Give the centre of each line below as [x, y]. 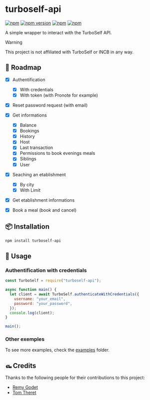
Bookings [29, 131]
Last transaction [36, 147]
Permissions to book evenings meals [58, 153]
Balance [28, 125]
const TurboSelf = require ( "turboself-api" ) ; [53, 281]
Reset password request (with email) [50, 105]
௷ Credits [21, 365]
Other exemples [25, 339]
